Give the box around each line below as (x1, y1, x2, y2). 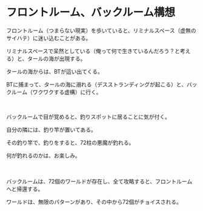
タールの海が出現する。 (27, 55, 86, 62)
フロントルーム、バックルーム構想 (6, 5, 176, 19)
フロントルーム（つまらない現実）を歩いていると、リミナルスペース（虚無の (6, 27, 196, 34)
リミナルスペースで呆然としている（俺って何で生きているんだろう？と (6, 47, 181, 55)
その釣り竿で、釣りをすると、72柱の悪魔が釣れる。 (6, 139, 135, 146)
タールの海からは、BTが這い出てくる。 (6, 67, 103, 75)
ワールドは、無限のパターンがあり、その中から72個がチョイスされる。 (6, 198, 182, 206)
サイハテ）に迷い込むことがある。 (6, 34, 92, 41)
